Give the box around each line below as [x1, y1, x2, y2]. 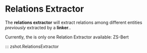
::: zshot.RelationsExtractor [5, 43, 59, 49]
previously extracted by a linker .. [5, 24, 71, 30]
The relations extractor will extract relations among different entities [5, 19, 142, 25]
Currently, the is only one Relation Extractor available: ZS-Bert [5, 34, 129, 40]
